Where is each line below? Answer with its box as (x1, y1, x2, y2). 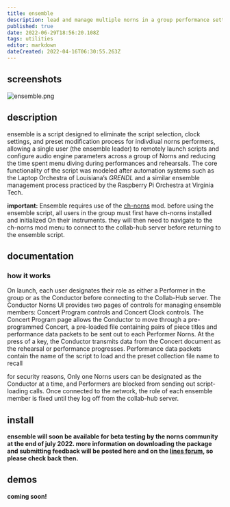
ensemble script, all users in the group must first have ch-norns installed (7, 208, 212, 217)
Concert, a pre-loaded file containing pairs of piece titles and (44, 323, 218, 331)
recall (7, 359, 23, 367)
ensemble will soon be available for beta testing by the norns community (7, 432, 218, 441)
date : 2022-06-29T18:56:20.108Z (7, 29, 99, 36)
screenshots (7, 73, 62, 86)
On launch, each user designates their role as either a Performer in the (7, 286, 206, 295)
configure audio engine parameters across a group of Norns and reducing (7, 151, 216, 160)
